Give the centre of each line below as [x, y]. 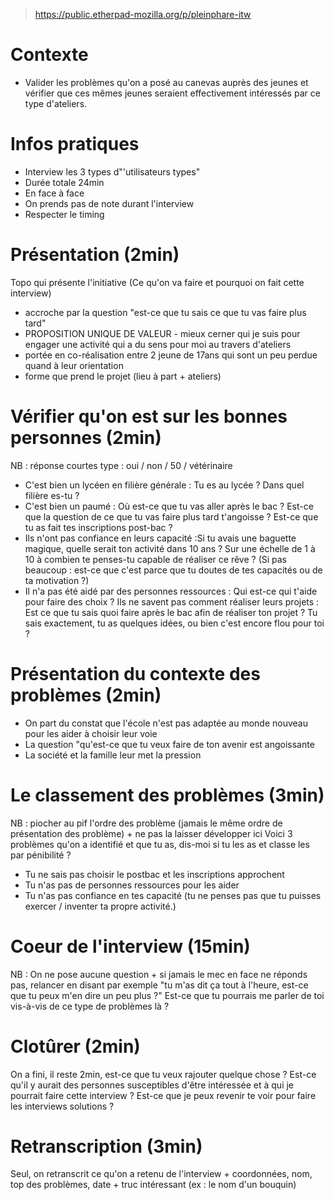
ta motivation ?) [57, 580]
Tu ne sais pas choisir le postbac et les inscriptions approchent [154, 874]
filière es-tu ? [52, 495]
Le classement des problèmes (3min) [167, 795]
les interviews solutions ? [62, 1106]
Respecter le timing [64, 214]
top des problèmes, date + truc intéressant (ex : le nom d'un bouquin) [153, 1185]
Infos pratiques [75, 144]
